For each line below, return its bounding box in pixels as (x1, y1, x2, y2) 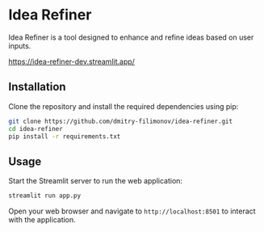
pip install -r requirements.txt (8, 132, 121, 141)
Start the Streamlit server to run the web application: (8, 176, 183, 186)
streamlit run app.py (8, 192, 82, 200)
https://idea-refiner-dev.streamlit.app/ (8, 57, 136, 66)
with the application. (8, 215, 77, 225)
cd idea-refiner (8, 124, 63, 133)
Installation (8, 80, 66, 94)
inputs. (8, 40, 31, 50)
